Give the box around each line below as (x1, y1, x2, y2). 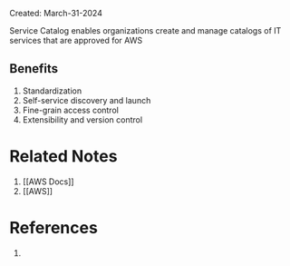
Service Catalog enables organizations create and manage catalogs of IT (9, 25, 282, 35)
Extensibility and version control (22, 113, 143, 125)
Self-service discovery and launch (22, 94, 151, 105)
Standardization (22, 85, 82, 96)
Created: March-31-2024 (9, 8, 102, 18)
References (9, 217, 98, 238)
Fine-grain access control (22, 104, 120, 115)
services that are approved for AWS (9, 35, 143, 45)
